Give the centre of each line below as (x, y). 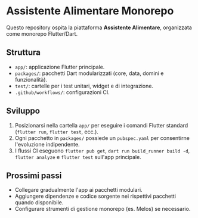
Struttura (23, 53)
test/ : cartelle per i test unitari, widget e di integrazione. (84, 86)
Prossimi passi (34, 175)
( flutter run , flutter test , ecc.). (56, 132)
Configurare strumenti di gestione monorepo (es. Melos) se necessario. (103, 209)
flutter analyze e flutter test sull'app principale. (78, 157)
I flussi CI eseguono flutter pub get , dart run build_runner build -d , (102, 151)
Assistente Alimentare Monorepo (90, 11)
